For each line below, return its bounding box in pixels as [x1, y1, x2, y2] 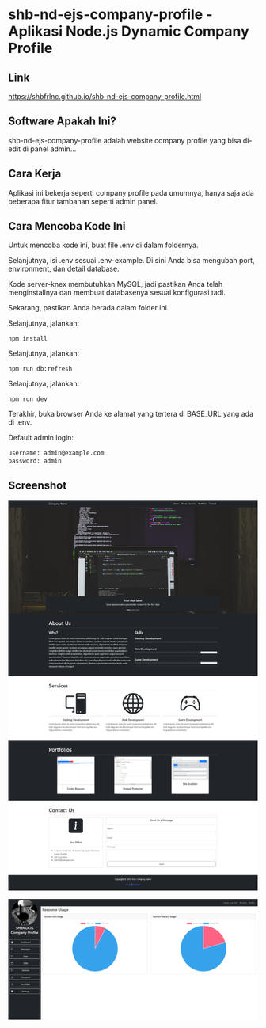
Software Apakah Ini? [8, 115, 116, 128]
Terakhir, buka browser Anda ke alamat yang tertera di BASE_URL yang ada [8, 409, 253, 419]
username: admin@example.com [8, 449, 104, 457]
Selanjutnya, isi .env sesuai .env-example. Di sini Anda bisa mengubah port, [8, 256, 255, 265]
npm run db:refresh [8, 365, 73, 373]
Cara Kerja [8, 167, 62, 181]
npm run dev [8, 395, 47, 403]
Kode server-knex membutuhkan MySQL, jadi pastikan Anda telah [8, 280, 223, 289]
